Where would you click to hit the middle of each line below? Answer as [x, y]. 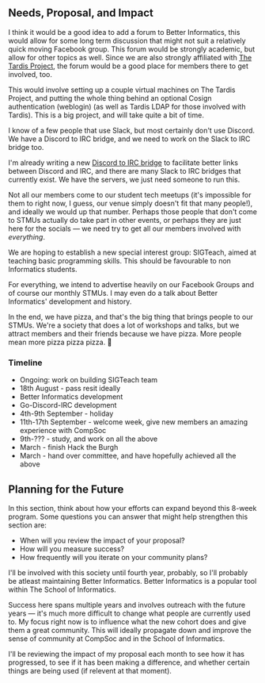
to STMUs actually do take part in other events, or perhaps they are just [125, 220]
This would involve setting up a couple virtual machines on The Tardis [122, 90]
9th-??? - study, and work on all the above [89, 439]
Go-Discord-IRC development [68, 405]
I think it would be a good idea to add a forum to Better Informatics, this [124, 32]
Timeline [25, 363]
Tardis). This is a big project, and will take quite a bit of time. [106, 115]
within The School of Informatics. [62, 589]
